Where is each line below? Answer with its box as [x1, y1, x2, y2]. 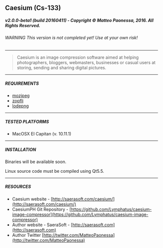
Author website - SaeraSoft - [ [12, 222, 73, 228]
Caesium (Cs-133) [5, 4, 62, 12]
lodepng [12, 103, 29, 109]
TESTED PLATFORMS [5, 118, 49, 124]
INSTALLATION [5, 147, 36, 152]
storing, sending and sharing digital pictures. [16, 65, 107, 70]
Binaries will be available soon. [5, 159, 66, 165]
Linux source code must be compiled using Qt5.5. [5, 168, 104, 174]
